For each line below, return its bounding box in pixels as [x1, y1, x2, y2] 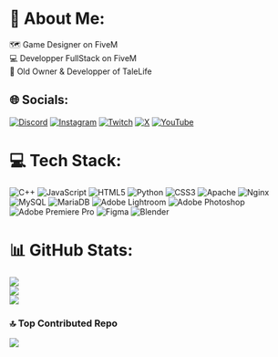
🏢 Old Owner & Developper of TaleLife [9, 66, 152, 77]
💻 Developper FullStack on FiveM [9, 52, 137, 63]
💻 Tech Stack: [9, 150, 122, 171]
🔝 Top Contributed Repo [9, 317, 118, 330]
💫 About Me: [9, 8, 106, 29]
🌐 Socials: [9, 92, 69, 108]
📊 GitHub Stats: [9, 239, 134, 260]
